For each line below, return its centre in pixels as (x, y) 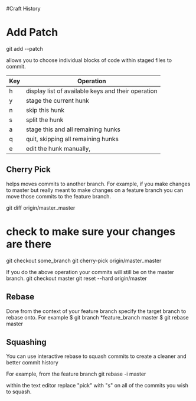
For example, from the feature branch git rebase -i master (76, 374)
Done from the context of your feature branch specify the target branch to (96, 311)
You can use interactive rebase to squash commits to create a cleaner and (97, 356)
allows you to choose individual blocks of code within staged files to (89, 60)
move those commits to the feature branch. (58, 196)
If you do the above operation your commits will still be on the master (90, 272)
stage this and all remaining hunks (73, 129)
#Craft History (23, 9)
